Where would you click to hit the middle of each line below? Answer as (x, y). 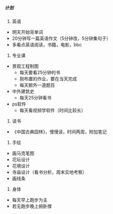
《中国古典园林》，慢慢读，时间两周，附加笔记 (59, 132)
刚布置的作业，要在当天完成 (48, 79)
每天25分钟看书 (35, 97)
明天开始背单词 (27, 32)
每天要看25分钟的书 (40, 72)
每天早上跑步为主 (30, 200)
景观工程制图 (25, 66)
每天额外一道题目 (37, 85)
